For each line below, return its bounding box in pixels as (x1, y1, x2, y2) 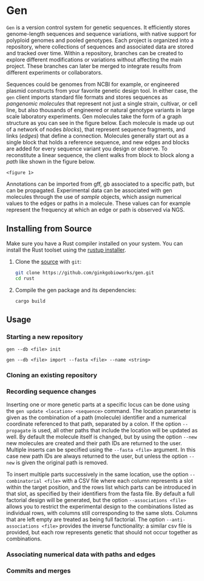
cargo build (15, 298, 46, 304)
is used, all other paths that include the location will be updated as (32, 427, 198, 434)
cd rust (15, 275, 35, 281)
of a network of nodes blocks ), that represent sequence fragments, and (6, 126, 186, 133)
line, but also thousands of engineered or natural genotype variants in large (6, 106, 195, 113)
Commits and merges (6, 566, 71, 575)
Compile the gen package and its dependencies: (15, 286, 137, 294)
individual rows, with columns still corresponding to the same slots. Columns (6, 509, 198, 517)
